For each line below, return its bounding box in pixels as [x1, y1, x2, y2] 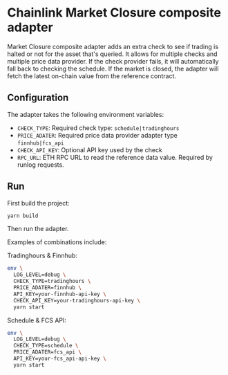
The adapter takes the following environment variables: [7, 110, 164, 118]
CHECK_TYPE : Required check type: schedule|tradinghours [17, 123, 180, 132]
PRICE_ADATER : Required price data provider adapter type [17, 131, 178, 139]
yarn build [7, 212, 39, 219]
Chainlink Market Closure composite [7, 5, 221, 21]
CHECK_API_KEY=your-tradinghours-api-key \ [13, 297, 140, 304]
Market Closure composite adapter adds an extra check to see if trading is [7, 42, 219, 51]
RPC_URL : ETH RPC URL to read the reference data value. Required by [17, 153, 213, 161]
